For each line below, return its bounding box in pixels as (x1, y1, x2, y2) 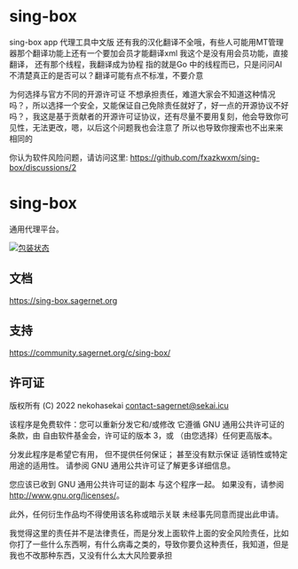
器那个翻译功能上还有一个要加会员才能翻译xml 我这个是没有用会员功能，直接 (9, 47, 289, 59)
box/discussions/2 (9, 162, 77, 172)
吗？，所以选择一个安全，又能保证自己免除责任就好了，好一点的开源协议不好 (9, 99, 289, 110)
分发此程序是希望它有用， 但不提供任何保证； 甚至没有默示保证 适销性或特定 (9, 449, 288, 460)
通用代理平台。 (9, 224, 64, 234)
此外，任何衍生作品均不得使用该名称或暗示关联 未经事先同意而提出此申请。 (9, 509, 284, 520)
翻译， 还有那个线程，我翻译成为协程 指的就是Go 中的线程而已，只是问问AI (9, 59, 283, 69)
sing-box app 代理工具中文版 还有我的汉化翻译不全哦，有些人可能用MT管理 (9, 36, 284, 47)
